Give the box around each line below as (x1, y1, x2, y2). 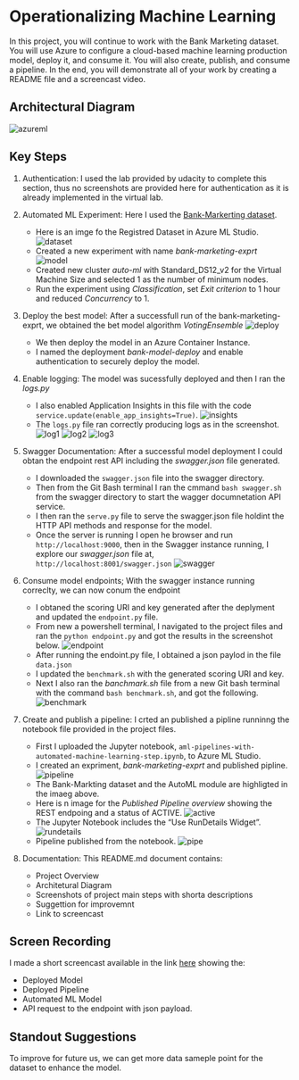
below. (35, 640, 61, 651)
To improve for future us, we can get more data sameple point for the (9, 1053, 263, 1064)
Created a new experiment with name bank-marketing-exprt (35, 245, 258, 256)
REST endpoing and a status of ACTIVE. (35, 807, 183, 818)
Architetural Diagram (35, 879, 112, 890)
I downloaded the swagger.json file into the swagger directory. (35, 472, 265, 483)
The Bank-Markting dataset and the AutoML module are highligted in (35, 778, 288, 789)
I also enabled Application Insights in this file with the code (35, 400, 252, 411)
